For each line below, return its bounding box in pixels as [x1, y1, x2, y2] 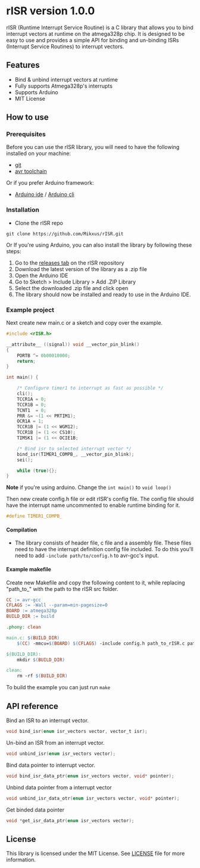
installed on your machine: [6, 150, 71, 157]
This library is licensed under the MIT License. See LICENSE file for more [6, 850, 185, 857]
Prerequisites [6, 130, 46, 138]
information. [6, 856, 36, 863]
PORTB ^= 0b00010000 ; [17, 353, 70, 359]
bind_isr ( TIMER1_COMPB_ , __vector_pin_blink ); [17, 451, 135, 457]
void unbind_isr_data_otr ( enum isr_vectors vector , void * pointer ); [6, 795, 180, 801]
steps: [6, 247, 21, 254]
